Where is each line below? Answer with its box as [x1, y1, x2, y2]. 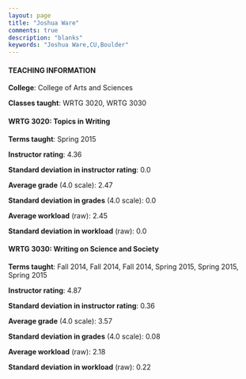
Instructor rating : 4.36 [8, 150, 82, 159]
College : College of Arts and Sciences [8, 83, 133, 93]
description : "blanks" [8, 33, 83, 42]
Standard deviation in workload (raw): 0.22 [8, 362, 152, 372]
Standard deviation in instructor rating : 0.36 [8, 301, 156, 310]
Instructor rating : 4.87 [8, 286, 81, 295]
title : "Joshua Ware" [8, 19, 80, 27]
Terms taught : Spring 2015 [8, 134, 97, 143]
